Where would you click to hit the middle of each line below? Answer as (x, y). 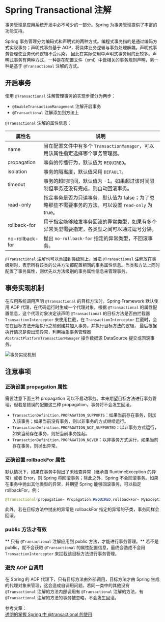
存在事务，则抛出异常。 (36, 446)
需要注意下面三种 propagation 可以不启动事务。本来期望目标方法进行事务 (79, 398)
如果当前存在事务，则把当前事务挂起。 (51, 434)
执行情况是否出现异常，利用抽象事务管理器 (48, 332)
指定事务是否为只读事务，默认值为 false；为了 (96, 198)
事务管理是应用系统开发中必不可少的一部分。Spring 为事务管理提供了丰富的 (81, 25)
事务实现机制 (25, 288)
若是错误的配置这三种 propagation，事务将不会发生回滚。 (76, 405)
